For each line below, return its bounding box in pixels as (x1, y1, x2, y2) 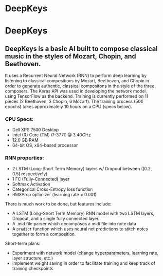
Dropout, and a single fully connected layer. (12, 215, 100, 221)
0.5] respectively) (12, 171, 48, 177)
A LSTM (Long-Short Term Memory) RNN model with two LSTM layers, (12, 210, 155, 216)
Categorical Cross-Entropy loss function (12, 186, 93, 192)
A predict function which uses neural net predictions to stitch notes (12, 226, 148, 232)
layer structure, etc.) (12, 255, 54, 261)
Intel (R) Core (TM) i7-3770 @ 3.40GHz (12, 132, 91, 138)
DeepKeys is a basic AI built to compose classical (5, 44, 158, 53)
